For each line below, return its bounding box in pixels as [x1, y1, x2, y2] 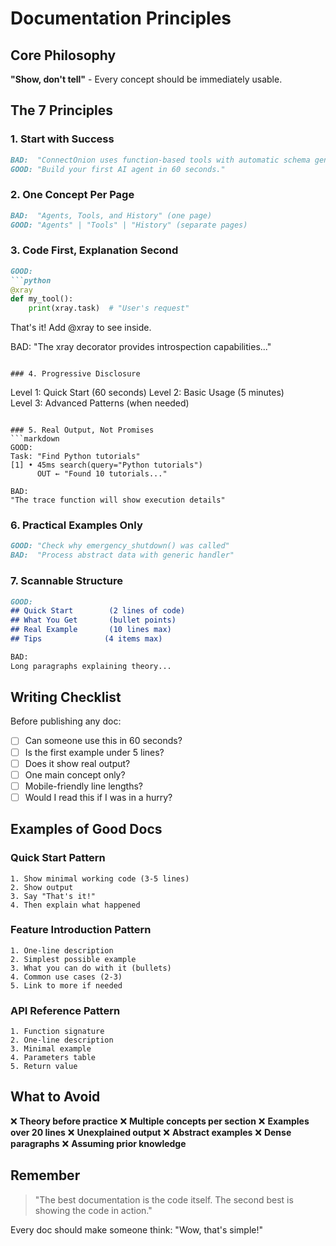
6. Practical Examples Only [10, 518, 143, 532]
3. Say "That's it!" [10, 891, 97, 901]
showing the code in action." [34, 1204, 153, 1216]
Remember [10, 1167, 81, 1184]
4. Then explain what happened [10, 900, 141, 910]
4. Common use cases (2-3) [10, 972, 123, 982]
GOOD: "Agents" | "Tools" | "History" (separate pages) [10, 220, 248, 230]
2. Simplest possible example [10, 954, 137, 964]
